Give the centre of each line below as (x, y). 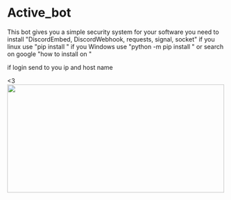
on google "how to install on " (50, 54)
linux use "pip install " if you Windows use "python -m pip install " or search (115, 46)
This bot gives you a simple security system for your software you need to (113, 32)
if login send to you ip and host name (60, 67)
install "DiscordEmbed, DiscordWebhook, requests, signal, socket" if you (111, 39)
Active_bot (39, 13)
